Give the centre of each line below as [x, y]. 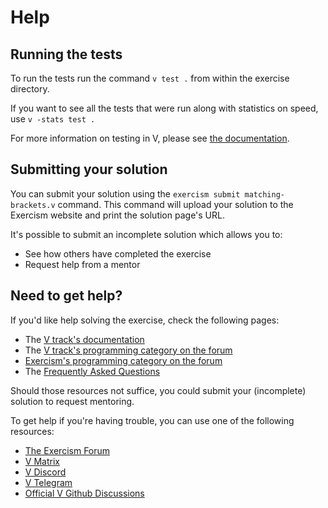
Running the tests [66, 54]
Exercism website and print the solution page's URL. [117, 215]
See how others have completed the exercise [118, 253]
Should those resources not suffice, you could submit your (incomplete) [158, 390]
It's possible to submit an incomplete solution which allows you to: [146, 234]
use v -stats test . [53, 119]
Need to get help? [66, 296]
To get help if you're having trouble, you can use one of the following [152, 420]
